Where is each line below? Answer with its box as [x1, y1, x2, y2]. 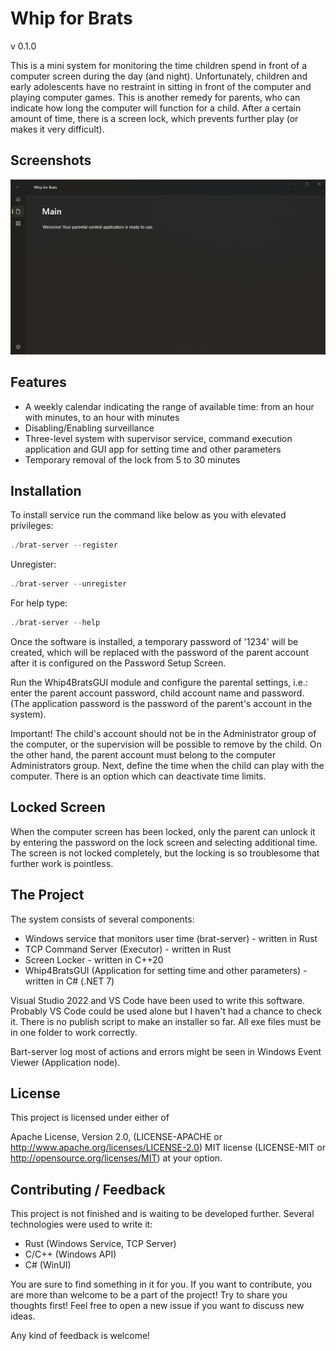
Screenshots [10, 152, 92, 169]
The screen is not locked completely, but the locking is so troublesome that [10, 847, 320, 859]
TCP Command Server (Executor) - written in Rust [24, 943, 232, 955]
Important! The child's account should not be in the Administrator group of [10, 728, 317, 740]
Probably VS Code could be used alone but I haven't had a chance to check [10, 1005, 322, 1017]
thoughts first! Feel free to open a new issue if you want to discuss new [10, 1300, 305, 1312]
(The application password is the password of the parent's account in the [10, 698, 313, 710]
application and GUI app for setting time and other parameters [24, 443, 282, 455]
